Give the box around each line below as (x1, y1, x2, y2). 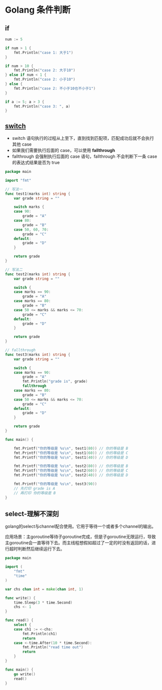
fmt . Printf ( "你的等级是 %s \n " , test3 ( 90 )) (14, 482, 97, 487)
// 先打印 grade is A (14, 486, 55, 491)
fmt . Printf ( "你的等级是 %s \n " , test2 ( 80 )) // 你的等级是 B (14, 464, 129, 469)
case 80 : (14, 218, 32, 223)
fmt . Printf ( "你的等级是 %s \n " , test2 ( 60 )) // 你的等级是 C (14, 468, 129, 473)
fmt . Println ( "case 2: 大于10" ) (14, 68, 76, 73)
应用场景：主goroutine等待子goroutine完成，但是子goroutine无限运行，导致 (5, 534, 156, 539)
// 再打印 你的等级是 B (14, 490, 56, 495)
